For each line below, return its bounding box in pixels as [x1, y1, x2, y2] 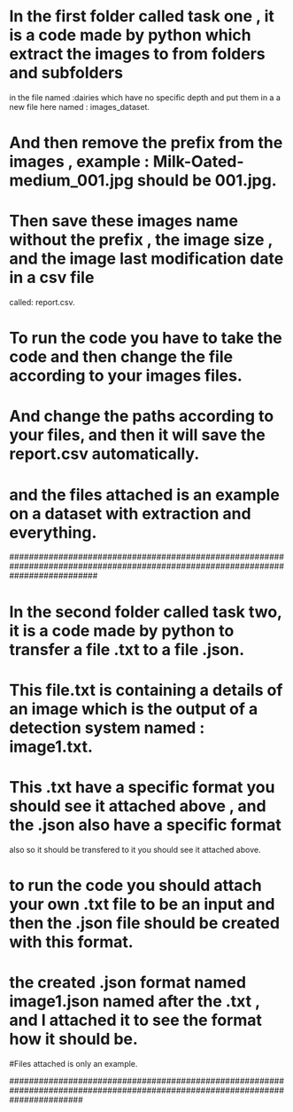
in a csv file [9, 268, 95, 288]
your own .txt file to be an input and [9, 894, 276, 914]
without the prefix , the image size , [9, 230, 273, 250]
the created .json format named [9, 973, 246, 993]
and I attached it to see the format [9, 1010, 263, 1030]
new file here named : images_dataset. [9, 101, 150, 112]
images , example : [9, 152, 150, 172]
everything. [9, 522, 97, 542]
